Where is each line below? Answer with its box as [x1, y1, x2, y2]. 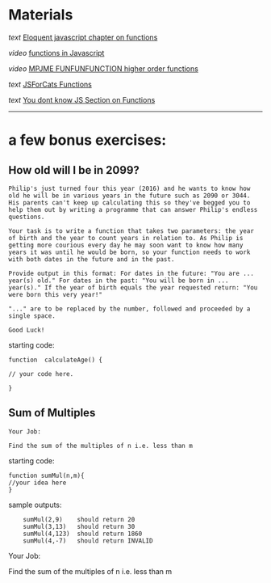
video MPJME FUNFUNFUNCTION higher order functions [8, 63, 199, 74]
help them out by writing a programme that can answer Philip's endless [8, 205, 258, 213]
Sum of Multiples [8, 406, 96, 420]
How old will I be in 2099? [8, 163, 140, 177]
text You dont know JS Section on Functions [8, 95, 156, 104]
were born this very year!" [8, 290, 103, 298]
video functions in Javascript [8, 48, 105, 57]
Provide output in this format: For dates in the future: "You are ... [8, 269, 254, 277]
